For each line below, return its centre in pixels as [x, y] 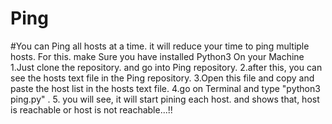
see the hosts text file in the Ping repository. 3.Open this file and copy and [162, 78]
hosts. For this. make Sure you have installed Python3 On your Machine [157, 56]
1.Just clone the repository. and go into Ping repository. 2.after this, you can [166, 67]
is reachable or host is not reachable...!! [91, 109]
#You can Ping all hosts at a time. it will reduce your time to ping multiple [160, 46]
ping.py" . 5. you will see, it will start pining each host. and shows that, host [165, 99]
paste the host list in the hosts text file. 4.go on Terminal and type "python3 [165, 88]
